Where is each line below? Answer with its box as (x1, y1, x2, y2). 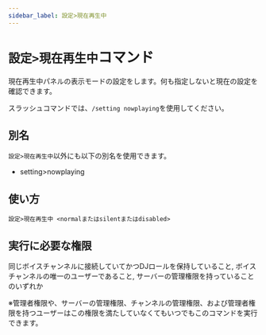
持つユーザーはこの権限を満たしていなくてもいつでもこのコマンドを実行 (21, 308, 258, 317)
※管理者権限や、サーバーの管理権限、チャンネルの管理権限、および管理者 (8, 298, 249, 307)
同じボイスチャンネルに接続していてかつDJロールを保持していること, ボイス (8, 262, 256, 271)
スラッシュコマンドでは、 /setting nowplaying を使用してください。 (8, 103, 229, 112)
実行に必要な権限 (8, 239, 92, 252)
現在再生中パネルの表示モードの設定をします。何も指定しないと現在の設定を (8, 76, 258, 86)
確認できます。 (8, 86, 57, 95)
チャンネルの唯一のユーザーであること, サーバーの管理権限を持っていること (8, 271, 255, 281)
